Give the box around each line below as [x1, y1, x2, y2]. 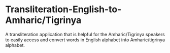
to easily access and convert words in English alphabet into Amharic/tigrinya [5, 37, 165, 43]
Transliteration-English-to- [5, 4, 122, 15]
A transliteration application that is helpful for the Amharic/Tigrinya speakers [5, 31, 165, 37]
